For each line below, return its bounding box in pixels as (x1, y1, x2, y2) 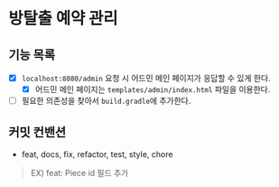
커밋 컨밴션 (8, 124, 67, 140)
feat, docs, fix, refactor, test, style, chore (21, 149, 173, 159)
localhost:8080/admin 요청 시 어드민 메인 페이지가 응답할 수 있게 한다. (21, 73, 272, 83)
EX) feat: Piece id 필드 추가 (30, 168, 129, 178)
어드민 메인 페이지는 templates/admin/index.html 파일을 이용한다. (34, 84, 271, 95)
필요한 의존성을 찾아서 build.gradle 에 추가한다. (21, 96, 191, 107)
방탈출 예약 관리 (8, 8, 118, 29)
